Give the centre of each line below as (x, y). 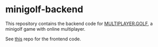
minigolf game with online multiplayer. (45, 29)
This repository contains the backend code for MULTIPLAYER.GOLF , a (79, 24)
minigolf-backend (44, 9)
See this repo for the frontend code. (43, 39)
